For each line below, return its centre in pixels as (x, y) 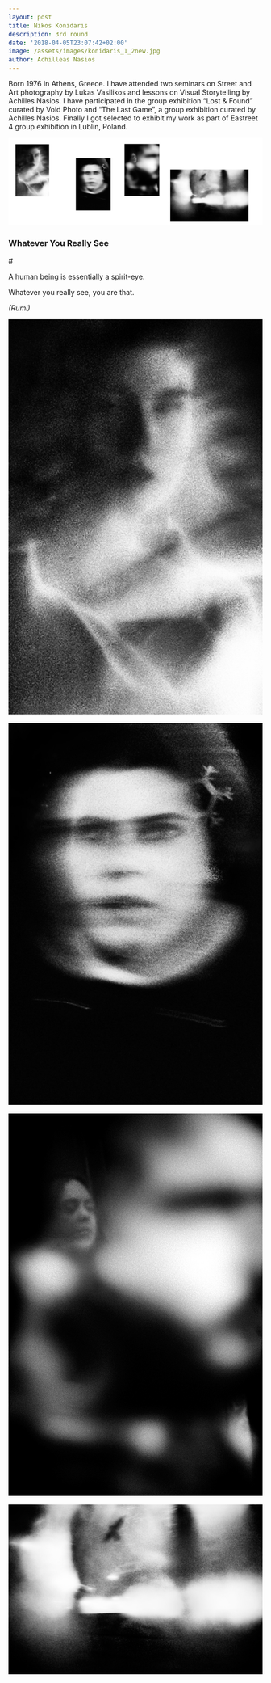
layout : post (30, 17)
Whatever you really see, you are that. (71, 292)
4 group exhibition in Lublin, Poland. (68, 127)
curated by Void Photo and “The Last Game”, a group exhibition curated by (132, 110)
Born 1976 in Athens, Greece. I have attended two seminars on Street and (130, 84)
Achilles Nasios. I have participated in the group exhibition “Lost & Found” (131, 101)
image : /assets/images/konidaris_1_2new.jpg (84, 51)
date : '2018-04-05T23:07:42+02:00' (68, 43)
